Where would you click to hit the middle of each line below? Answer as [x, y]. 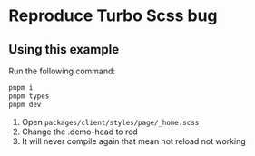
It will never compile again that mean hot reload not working [133, 141]
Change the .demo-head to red [79, 132]
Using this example [64, 49]
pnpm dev [25, 104]
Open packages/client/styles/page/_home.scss [110, 122]
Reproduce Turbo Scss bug [113, 16]
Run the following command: [62, 71]
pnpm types [29, 96]
